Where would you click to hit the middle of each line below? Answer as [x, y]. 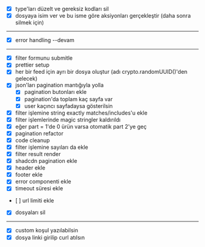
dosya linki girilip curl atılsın [50, 237]
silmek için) [30, 23]
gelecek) [26, 79]
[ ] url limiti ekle [34, 201]
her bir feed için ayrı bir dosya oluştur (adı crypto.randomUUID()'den [101, 72]
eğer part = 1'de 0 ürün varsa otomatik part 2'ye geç [81, 126]
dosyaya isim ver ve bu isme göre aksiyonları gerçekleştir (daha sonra [103, 16]
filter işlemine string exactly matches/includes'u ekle [81, 113]
